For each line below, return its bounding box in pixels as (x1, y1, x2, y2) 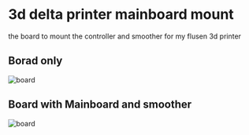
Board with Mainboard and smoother (8, 98, 192, 111)
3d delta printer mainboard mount (8, 5, 234, 24)
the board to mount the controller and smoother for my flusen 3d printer (8, 31, 242, 41)
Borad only (8, 54, 63, 67)
